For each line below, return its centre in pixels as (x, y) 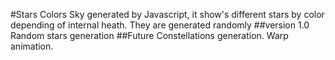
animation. (32, 46)
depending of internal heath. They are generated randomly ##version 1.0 (160, 25)
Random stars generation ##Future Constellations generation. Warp (149, 35)
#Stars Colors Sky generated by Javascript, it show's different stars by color (167, 14)
